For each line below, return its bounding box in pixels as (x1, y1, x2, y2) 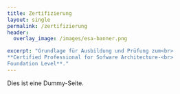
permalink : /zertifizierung (7, 22, 88, 29)
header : (7, 29, 30, 36)
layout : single (7, 16, 51, 23)
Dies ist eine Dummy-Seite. (7, 79, 84, 87)
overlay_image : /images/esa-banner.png (13, 35, 128, 42)
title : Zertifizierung (7, 10, 72, 17)
